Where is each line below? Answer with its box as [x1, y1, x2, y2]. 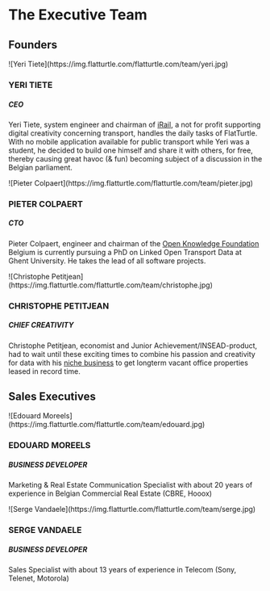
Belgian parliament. [8, 162, 73, 172]
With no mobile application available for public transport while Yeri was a [8, 136, 250, 146]
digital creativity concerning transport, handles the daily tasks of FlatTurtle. [8, 128, 258, 138]
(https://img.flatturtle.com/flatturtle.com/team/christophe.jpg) [8, 280, 214, 290]
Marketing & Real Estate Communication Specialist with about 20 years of [8, 480, 253, 490]
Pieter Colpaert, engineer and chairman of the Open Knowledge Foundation [8, 238, 260, 248]
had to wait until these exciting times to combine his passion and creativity [8, 349, 255, 358]
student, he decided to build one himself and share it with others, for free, [8, 145, 254, 155]
